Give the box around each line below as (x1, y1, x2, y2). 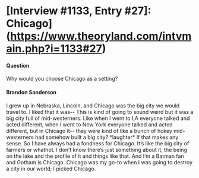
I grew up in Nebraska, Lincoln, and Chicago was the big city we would (6, 102, 180, 109)
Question (6, 62, 30, 69)
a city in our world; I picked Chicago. (6, 165, 96, 172)
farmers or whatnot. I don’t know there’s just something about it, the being (6, 146, 187, 153)
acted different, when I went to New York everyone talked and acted (6, 120, 173, 128)
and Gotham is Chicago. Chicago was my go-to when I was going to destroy (6, 158, 193, 166)
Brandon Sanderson (6, 88, 57, 96)
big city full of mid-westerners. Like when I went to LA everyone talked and (6, 115, 190, 122)
